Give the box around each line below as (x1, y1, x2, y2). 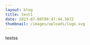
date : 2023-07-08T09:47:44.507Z (5, 16, 74, 21)
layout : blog (5, 7, 33, 12)
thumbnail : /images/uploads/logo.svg (5, 21, 85, 26)
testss (5, 35, 18, 41)
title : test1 (5, 12, 33, 17)
